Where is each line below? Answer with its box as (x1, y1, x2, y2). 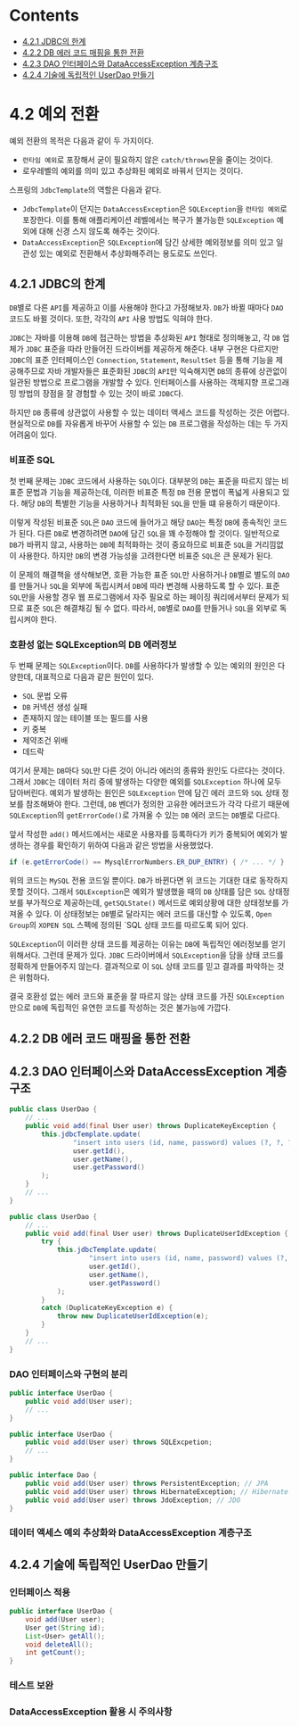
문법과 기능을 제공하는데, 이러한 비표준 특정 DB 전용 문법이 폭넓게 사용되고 (25, 486, 280, 497)
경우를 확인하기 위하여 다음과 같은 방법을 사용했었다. (32, 840, 214, 851)
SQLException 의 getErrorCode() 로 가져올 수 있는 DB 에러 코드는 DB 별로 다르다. (9, 809, 280, 821)
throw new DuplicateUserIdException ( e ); (56, 1312, 209, 1321)
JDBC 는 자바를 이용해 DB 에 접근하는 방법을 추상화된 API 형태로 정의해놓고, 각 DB (9, 332, 280, 343)
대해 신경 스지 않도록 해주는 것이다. (38, 225, 160, 236)
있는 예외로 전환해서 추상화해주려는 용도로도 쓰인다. (38, 247, 218, 259)
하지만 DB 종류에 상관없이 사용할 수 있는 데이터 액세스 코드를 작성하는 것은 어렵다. (9, 407, 290, 418)
